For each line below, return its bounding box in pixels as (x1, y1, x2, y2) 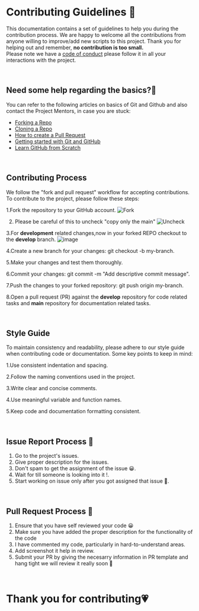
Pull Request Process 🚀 (6, 506, 93, 516)
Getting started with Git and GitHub (14, 138, 101, 145)
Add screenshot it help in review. (14, 547, 95, 554)
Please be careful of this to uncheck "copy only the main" (14, 218, 156, 225)
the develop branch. (6, 236, 56, 243)
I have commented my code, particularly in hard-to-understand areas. (14, 541, 185, 548)
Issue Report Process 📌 (6, 436, 94, 447)
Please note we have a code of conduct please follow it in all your (6, 50, 166, 57)
